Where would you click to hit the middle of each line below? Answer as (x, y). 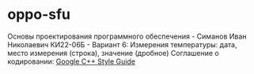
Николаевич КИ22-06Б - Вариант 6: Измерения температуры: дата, (122, 44)
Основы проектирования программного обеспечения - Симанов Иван (127, 36)
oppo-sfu (39, 15)
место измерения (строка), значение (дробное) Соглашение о (113, 53)
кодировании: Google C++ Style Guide (72, 61)
